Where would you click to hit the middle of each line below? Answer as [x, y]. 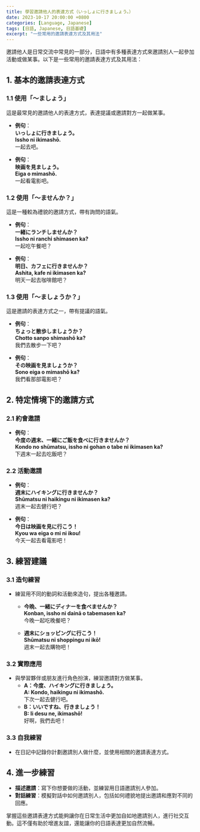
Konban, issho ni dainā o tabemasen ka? [75, 614]
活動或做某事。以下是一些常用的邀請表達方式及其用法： [74, 59]
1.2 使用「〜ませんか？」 [42, 198]
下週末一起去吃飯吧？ [41, 454]
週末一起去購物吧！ [47, 647]
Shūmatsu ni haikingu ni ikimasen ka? [62, 499]
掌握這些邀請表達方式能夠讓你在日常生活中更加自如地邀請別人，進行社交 [95, 816]
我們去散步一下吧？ [39, 345]
